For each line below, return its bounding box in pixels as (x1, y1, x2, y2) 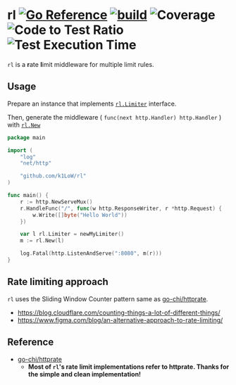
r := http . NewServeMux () (20, 198, 93, 206)
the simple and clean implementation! (27, 370, 142, 378)
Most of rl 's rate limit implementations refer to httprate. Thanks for (27, 362, 230, 371)
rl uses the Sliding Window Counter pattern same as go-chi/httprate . (7, 294, 209, 303)
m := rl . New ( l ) (20, 237, 65, 244)
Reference (7, 336, 54, 348)
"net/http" (20, 160, 52, 167)
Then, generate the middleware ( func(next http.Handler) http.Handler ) (7, 113, 222, 121)
